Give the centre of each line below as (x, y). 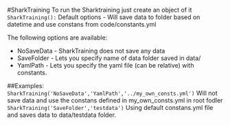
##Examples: (26, 86)
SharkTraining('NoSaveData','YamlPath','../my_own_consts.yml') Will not (112, 93)
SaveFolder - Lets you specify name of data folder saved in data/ (109, 58)
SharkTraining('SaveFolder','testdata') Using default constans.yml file (110, 108)
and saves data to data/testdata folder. (62, 115)
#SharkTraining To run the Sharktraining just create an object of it (100, 10)
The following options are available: (57, 38)
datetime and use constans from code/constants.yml (82, 24)
